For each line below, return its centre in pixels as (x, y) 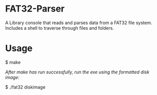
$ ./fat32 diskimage (25, 87)
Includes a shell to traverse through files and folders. (60, 28)
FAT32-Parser (35, 9)
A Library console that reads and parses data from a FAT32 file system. (79, 23)
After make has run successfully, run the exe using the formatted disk (77, 72)
